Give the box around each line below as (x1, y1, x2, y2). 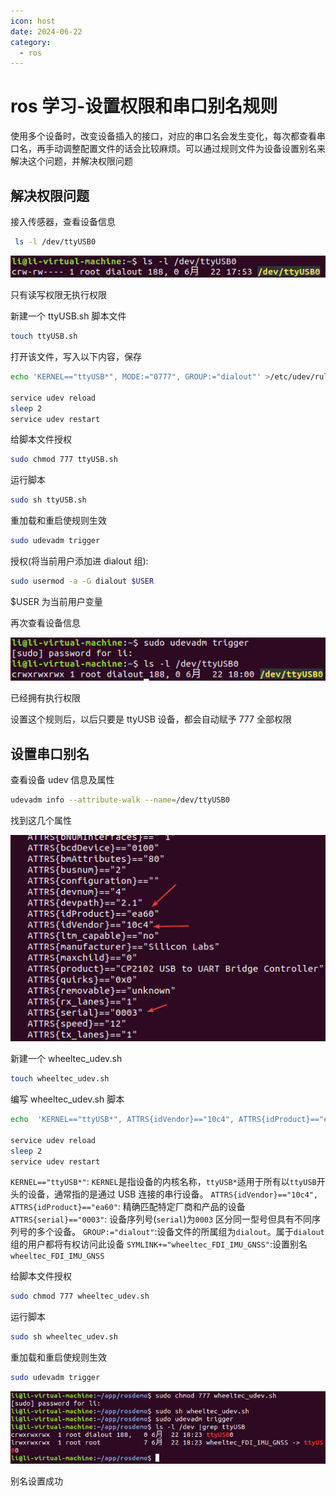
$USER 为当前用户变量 (10, 595, 103, 607)
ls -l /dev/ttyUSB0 (14, 237, 97, 247)
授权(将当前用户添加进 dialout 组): (10, 555, 149, 567)
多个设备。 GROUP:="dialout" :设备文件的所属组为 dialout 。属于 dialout (36, 1226, 325, 1238)
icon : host (10, 16, 56, 26)
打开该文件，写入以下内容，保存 (10, 351, 142, 363)
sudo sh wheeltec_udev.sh (10, 1332, 118, 1342)
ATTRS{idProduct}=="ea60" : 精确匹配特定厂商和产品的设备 (10, 1201, 246, 1213)
